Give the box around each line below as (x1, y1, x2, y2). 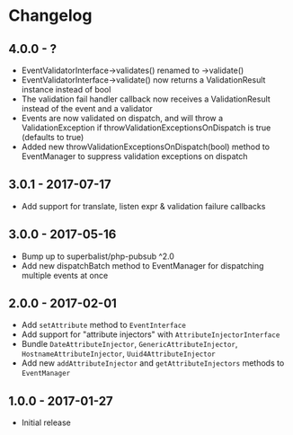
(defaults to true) (21, 132, 84, 142)
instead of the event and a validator (21, 103, 154, 113)
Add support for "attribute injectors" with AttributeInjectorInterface (21, 329, 280, 340)
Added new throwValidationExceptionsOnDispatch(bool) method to (21, 141, 271, 152)
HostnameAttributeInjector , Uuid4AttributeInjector (21, 348, 217, 360)
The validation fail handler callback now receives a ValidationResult (21, 93, 271, 104)
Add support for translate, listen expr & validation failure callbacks (21, 200, 266, 211)
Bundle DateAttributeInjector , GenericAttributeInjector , (21, 339, 238, 350)
